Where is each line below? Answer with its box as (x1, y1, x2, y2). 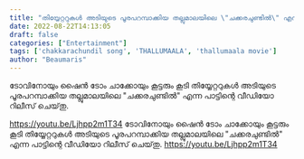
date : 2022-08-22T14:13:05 (9, 22, 111, 31)
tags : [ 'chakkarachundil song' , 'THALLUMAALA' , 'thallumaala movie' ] (9, 47, 278, 56)
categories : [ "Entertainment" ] (9, 38, 128, 48)
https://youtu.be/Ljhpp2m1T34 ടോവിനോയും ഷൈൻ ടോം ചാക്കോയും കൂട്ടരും (9, 118, 290, 129)
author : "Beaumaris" (9, 55, 88, 64)
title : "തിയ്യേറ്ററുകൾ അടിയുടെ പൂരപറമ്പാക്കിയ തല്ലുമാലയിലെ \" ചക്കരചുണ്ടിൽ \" (9, 13, 280, 23)
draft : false (9, 30, 59, 39)
